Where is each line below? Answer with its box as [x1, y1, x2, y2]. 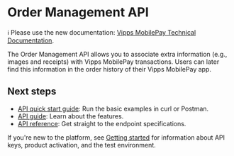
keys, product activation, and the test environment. [7, 140, 156, 149]
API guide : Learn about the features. [17, 111, 124, 121]
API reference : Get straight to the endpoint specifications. [17, 119, 186, 128]
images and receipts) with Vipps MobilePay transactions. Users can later [7, 57, 220, 66]
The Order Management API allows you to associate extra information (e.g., [7, 50, 228, 58]
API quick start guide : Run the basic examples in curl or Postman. [17, 104, 209, 113]
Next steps [7, 86, 57, 98]
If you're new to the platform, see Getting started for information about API [7, 133, 225, 142]
